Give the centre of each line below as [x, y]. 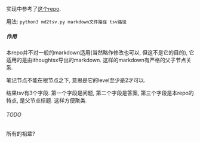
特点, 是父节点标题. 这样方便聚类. [47, 100]
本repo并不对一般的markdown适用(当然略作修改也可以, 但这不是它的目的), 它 [100, 52]
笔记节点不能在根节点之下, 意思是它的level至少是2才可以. [76, 80]
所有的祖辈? [21, 134]
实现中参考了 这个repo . [34, 9]
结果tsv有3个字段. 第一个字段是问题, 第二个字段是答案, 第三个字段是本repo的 [100, 93]
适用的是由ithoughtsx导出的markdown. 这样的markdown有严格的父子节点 [96, 60]
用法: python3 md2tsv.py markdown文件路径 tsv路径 [67, 22]
